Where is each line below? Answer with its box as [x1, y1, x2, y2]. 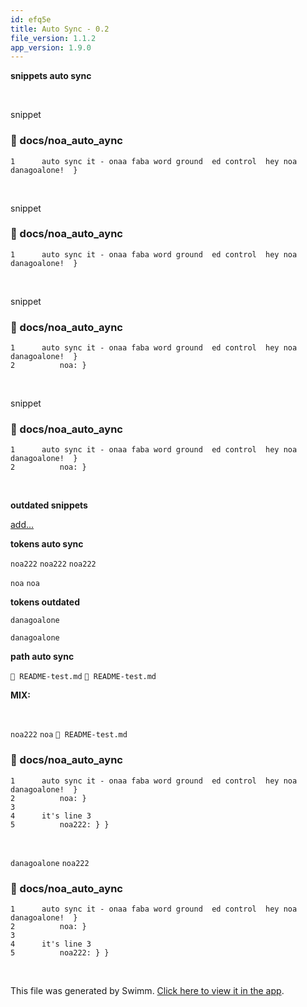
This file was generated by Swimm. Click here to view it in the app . [10, 985, 285, 997]
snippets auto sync [10, 70, 92, 82]
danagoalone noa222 [10, 858, 90, 868]
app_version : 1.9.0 [10, 42, 92, 53]
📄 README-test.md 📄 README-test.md [10, 672, 157, 682]
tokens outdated [10, 596, 80, 608]
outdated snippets [10, 499, 88, 511]
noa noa [10, 579, 40, 589]
